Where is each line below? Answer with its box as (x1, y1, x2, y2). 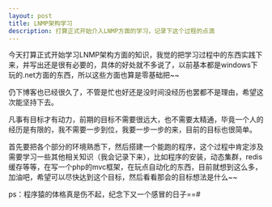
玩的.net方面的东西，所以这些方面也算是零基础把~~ (8, 70, 180, 80)
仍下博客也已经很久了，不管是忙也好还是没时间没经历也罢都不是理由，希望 (8, 87, 257, 97)
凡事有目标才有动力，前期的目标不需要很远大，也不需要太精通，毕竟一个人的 (8, 115, 264, 125)
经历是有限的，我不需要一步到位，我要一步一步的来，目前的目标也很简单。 (8, 125, 257, 134)
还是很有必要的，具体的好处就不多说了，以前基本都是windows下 (43, 60, 258, 70)
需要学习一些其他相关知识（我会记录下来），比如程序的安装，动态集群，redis (8, 152, 263, 162)
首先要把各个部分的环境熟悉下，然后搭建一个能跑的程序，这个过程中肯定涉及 (8, 142, 264, 152)
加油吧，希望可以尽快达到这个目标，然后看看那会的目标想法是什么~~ (8, 172, 238, 182)
